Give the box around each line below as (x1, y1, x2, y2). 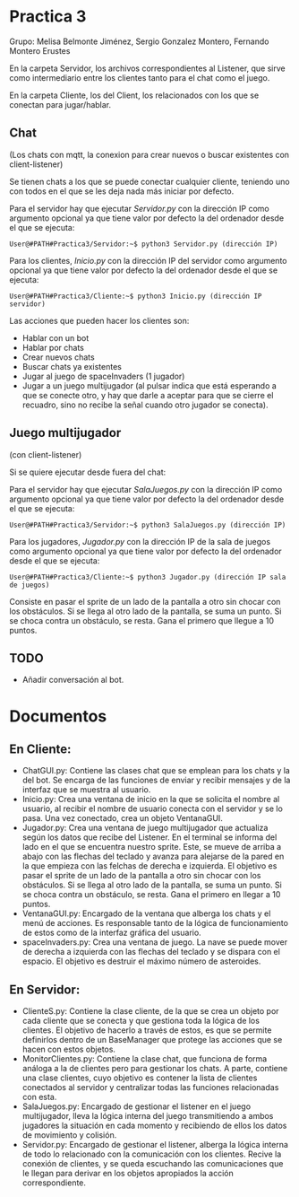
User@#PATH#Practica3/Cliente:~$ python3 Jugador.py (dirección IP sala (9, 572, 286, 581)
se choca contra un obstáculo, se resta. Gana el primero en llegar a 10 (21, 889, 281, 900)
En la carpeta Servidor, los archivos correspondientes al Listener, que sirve (9, 63, 286, 74)
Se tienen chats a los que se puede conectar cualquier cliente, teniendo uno (9, 176, 290, 187)
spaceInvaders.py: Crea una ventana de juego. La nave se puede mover (21, 937, 288, 948)
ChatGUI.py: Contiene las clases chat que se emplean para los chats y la (21, 765, 291, 776)
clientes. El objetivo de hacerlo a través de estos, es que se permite (21, 1025, 272, 1035)
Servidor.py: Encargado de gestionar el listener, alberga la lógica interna (21, 1140, 289, 1150)
